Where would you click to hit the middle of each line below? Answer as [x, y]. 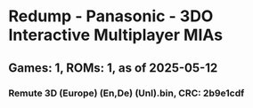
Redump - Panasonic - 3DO [111, 16]
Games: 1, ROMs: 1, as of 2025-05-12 [113, 68]
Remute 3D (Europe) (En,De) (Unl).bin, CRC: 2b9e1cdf [126, 93]
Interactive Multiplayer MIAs [116, 35]
